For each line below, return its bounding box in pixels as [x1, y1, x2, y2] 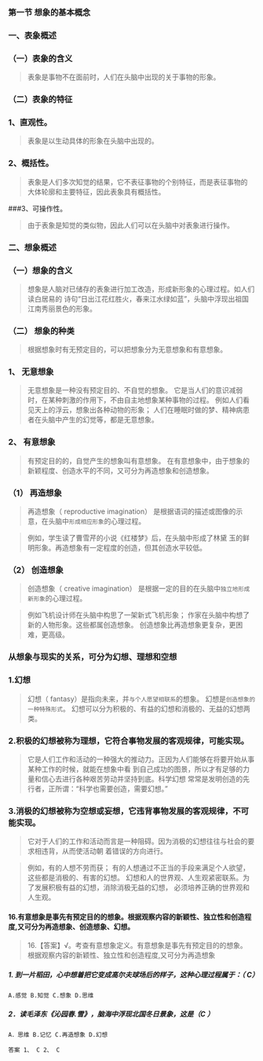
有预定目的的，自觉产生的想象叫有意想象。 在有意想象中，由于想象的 [27, 455, 250, 465]
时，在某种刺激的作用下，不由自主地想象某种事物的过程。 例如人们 [27, 395, 243, 405]
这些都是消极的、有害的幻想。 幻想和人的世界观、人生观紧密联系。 [27, 873, 243, 883]
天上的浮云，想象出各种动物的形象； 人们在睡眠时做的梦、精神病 [34, 405, 243, 415]
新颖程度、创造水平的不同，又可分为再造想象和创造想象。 [27, 466, 214, 475]
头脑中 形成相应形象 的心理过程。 [48, 517, 146, 526]
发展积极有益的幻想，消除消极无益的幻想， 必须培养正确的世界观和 [34, 883, 250, 892]
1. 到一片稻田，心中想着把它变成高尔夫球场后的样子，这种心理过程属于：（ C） [8, 970, 259, 979]
